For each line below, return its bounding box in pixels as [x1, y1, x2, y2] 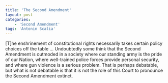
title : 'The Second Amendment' [5, 7, 72, 13]
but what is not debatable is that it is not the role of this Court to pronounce [5, 67, 163, 74]
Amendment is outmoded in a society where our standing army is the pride [5, 51, 162, 58]
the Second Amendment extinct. [5, 73, 73, 79]
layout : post [5, 12, 33, 17]
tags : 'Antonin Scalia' [5, 26, 56, 32]
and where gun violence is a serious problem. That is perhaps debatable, [5, 62, 159, 68]
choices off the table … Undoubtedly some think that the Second [5, 46, 141, 52]
